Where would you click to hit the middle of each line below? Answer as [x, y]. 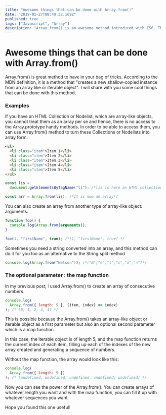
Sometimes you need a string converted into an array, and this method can [81, 248]
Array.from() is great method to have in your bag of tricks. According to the [82, 77]
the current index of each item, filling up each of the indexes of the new [78, 345]
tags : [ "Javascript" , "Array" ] [37, 24]
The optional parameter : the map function [57, 275]
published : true [22, 19]
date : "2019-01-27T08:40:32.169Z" [41, 14]
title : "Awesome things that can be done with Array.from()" [69, 10]
